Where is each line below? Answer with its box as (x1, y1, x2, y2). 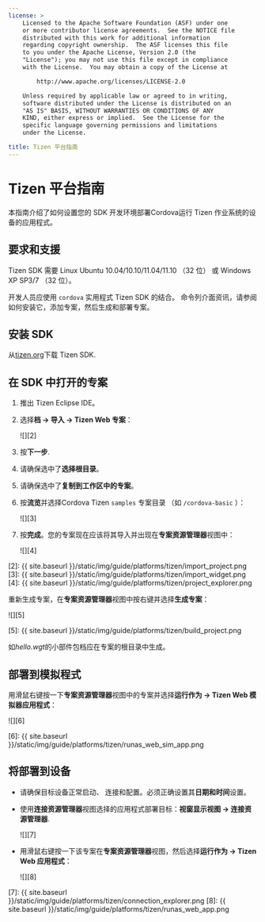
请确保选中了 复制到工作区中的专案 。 (19, 481, 138, 490)
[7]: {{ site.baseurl (8, 887, 67, 897)
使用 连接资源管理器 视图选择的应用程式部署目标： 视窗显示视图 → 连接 (19, 804, 245, 813)
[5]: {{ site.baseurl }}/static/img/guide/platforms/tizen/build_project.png (8, 626, 242, 636)
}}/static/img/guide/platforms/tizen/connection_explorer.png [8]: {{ (8, 896, 226, 905)
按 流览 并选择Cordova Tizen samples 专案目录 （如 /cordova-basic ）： (19, 497, 246, 508)
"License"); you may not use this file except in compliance (22, 56, 228, 64)
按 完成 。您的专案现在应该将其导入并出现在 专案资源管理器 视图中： (19, 530, 235, 540)
